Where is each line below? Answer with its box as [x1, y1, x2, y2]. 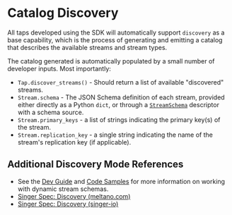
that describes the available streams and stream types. [7, 43, 168, 51]
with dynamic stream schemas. [17, 185, 109, 193]
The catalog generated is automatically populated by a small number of [7, 56, 215, 65]
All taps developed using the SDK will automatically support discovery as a [7, 28, 225, 37]
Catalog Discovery [7, 5, 119, 21]
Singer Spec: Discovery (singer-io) [17, 199, 119, 208]
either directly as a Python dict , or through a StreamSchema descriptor [17, 100, 219, 109]
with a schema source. [17, 108, 84, 116]
